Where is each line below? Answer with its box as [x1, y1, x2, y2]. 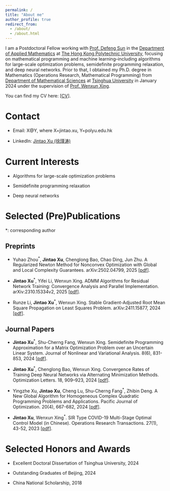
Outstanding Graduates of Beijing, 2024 [12, 470, 96, 476]
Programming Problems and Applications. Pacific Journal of [12, 398, 138, 405]
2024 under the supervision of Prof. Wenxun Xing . [5, 83, 111, 89]
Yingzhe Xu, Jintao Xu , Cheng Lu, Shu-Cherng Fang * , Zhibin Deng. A [12, 387, 158, 394]
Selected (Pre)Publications [5, 211, 121, 222]
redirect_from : [5, 21, 38, 27]
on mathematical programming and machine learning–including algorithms [5, 56, 161, 62]
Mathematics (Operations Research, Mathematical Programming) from [5, 72, 152, 78]
